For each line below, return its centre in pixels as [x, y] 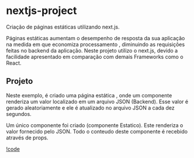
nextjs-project [41, 11]
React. [14, 63]
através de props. [27, 138]
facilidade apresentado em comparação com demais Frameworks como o [95, 57]
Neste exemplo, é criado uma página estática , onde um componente [89, 95]
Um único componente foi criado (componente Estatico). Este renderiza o [95, 125]
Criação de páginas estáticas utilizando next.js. [63, 27]
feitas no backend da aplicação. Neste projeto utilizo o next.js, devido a [92, 50]
